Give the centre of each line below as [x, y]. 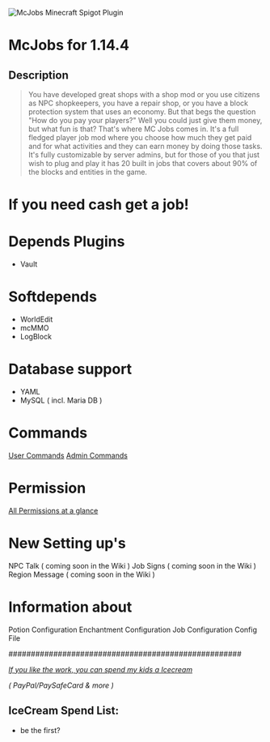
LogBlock [36, 337]
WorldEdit [36, 319]
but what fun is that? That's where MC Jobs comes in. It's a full [133, 129]
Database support [70, 369]
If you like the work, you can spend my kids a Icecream [100, 669]
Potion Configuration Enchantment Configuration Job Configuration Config [133, 629]
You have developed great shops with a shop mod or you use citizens [144, 94]
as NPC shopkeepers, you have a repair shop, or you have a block [138, 103]
